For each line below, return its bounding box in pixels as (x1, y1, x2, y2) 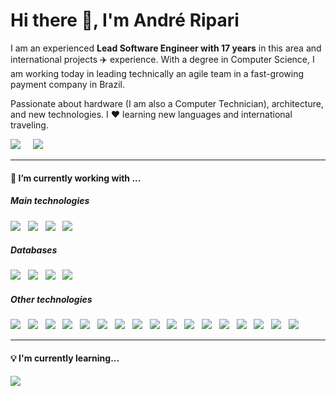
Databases (10, 244, 58, 256)
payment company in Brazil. (10, 78, 125, 90)
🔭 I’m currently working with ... (10, 172, 142, 184)
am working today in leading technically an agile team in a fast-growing (10, 67, 305, 79)
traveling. (10, 119, 49, 131)
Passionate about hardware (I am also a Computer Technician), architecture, (10, 97, 324, 109)
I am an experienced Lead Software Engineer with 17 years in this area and (10, 42, 322, 54)
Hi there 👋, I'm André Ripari (10, 9, 240, 32)
